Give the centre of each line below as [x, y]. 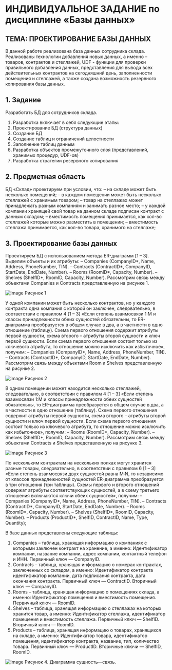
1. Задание [23, 100]
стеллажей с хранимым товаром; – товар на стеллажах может [74, 200]
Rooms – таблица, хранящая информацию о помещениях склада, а [86, 592]
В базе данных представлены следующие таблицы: [62, 533]
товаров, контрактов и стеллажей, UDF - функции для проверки [76, 62]
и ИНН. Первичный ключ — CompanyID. [56, 559]
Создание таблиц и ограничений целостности [63, 139]
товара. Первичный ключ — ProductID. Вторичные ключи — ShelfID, [87, 647]
